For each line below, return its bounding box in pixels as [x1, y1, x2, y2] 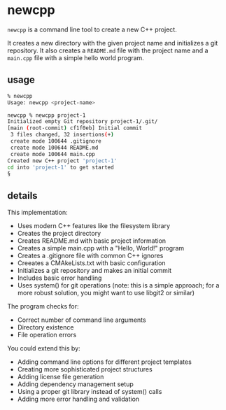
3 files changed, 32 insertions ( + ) [10, 132, 114, 139]
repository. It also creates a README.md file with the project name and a [7, 46, 209, 55]
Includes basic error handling [17, 274, 102, 282]
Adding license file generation [17, 373, 104, 381]
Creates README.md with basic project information [17, 236, 167, 245]
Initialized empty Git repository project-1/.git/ [7, 118, 158, 125]
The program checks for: [7, 302, 79, 311]
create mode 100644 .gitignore [10, 138, 101, 145]
